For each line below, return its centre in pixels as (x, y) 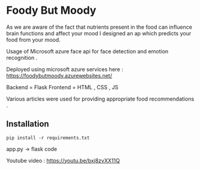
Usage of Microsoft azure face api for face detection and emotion (87, 51)
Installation (28, 124)
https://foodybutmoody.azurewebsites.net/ (59, 75)
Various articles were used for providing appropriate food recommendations (100, 99)
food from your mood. (34, 40)
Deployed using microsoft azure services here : (65, 69)
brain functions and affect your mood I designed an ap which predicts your (99, 33)
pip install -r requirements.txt (48, 138)
